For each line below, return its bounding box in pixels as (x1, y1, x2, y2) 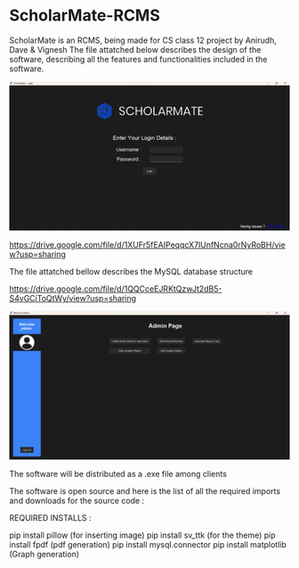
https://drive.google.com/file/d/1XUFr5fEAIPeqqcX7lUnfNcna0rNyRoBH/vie (9, 240, 287, 251)
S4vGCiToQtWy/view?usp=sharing (9, 293, 136, 304)
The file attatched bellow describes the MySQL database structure (9, 267, 254, 277)
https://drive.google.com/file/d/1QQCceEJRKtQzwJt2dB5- (9, 284, 222, 294)
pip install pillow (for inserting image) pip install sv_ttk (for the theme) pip (9, 530, 276, 540)
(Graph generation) (9, 549, 80, 560)
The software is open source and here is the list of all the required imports (9, 486, 281, 497)
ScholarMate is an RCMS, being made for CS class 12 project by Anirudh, (9, 35, 278, 45)
